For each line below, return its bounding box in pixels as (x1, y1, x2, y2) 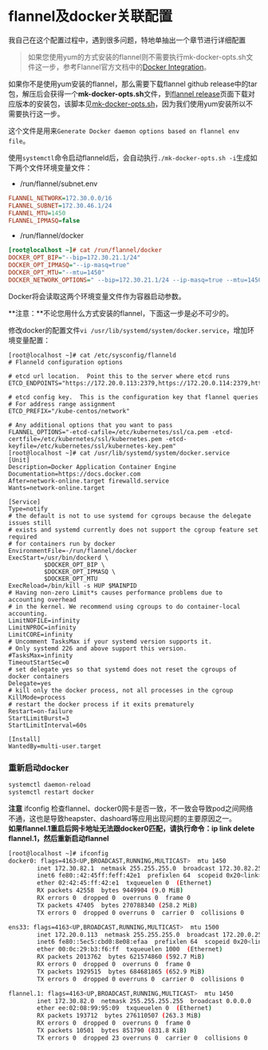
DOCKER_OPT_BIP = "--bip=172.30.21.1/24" (8, 254, 141, 262)
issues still (8, 519, 52, 527)
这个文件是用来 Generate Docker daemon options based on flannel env (8, 125, 240, 136)
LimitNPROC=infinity (8, 623, 77, 631)
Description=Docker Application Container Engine (8, 463, 177, 471)
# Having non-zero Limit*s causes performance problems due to (8, 588, 223, 597)
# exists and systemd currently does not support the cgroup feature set (8, 526, 259, 534)
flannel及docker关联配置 (8, 7, 173, 26)
